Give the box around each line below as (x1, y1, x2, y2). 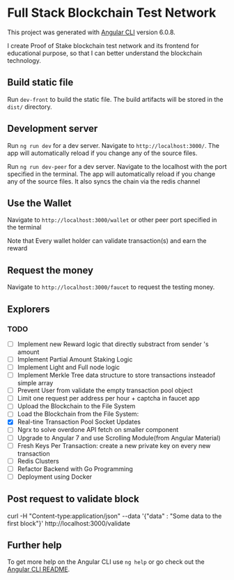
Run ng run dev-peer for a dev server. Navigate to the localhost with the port (7, 162, 228, 170)
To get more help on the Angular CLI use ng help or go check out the (7, 558, 205, 566)
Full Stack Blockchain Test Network (7, 5, 217, 21)
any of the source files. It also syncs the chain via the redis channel (7, 177, 201, 186)
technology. (7, 56, 42, 64)
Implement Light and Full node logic (17, 363, 120, 371)
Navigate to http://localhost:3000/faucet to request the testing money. (7, 283, 215, 291)
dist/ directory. (7, 103, 52, 111)
